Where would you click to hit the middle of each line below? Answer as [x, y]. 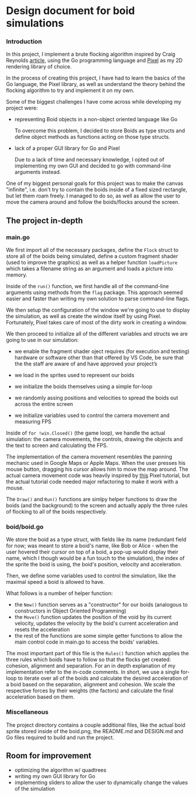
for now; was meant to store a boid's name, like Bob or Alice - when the [92, 546]
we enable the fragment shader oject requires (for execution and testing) [102, 351]
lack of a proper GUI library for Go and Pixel [67, 148]
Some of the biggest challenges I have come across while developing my [94, 102]
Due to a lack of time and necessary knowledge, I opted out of [89, 160]
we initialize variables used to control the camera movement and [92, 415]
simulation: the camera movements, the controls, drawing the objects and [94, 439]
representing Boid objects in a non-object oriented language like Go [96, 119]
